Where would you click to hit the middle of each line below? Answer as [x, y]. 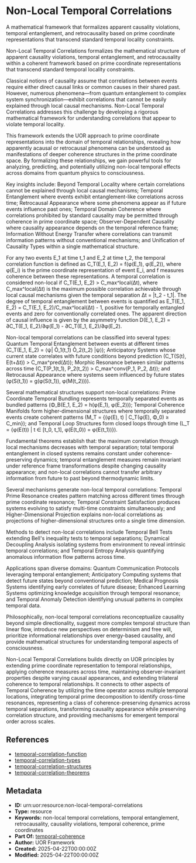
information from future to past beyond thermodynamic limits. [80, 478]
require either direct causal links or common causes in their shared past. [93, 87]
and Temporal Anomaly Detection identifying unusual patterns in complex [94, 599]
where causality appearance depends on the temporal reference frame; [92, 228]
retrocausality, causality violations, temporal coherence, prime [90, 824]
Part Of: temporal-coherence [50, 836]
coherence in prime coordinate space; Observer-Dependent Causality [90, 221]
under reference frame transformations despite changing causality [86, 466]
